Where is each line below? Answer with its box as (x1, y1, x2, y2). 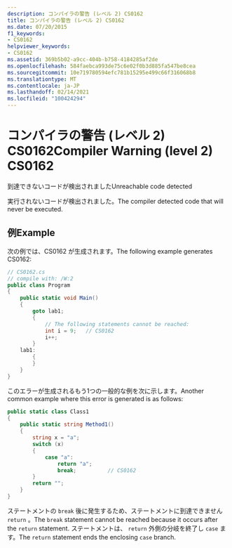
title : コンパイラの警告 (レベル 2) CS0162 (7, 17, 125, 24)
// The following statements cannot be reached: (44, 320, 190, 327)
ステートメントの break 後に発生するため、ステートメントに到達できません (7, 507, 223, 515)
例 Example (7, 227, 55, 239)
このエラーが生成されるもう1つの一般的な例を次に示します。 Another (7, 386, 205, 395)
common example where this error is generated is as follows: (7, 394, 184, 403)
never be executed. (7, 204, 63, 213)
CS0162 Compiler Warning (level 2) (7, 143, 214, 159)
